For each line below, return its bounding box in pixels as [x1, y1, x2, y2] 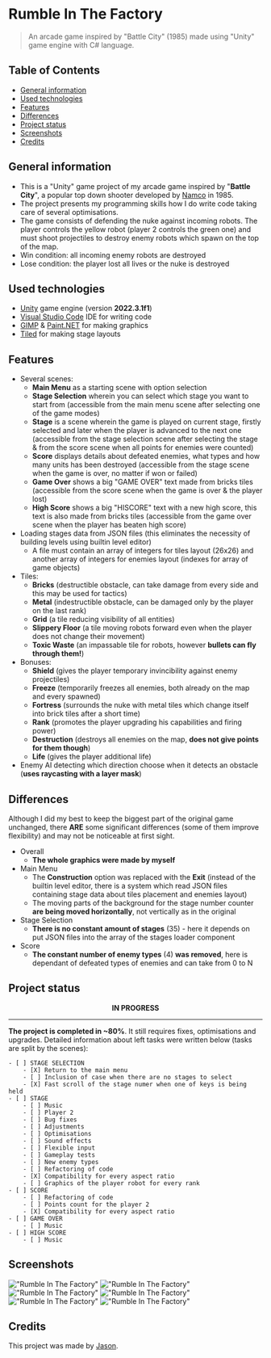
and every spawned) [31, 692, 101, 701]
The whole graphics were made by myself [31, 856, 176, 864]
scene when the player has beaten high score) [31, 520, 187, 530]
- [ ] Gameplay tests [23, 1150, 95, 1159]
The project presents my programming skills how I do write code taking [19, 199, 257, 208]
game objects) [31, 563, 81, 573]
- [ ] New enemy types [23, 1158, 99, 1166]
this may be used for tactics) [31, 589, 127, 599]
